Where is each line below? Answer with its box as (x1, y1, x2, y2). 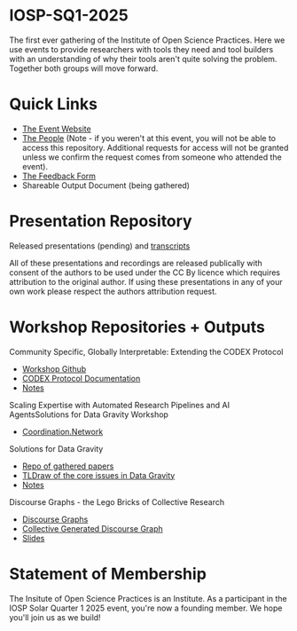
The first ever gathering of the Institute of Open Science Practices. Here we (9, 35, 285, 45)
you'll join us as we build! (9, 611, 101, 622)
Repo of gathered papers (21, 461, 114, 471)
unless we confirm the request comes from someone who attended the (21, 152, 282, 162)
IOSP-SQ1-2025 (9, 5, 129, 26)
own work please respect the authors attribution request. (9, 286, 217, 296)
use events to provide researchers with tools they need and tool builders (9, 43, 274, 54)
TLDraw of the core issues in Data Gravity (21, 469, 176, 480)
